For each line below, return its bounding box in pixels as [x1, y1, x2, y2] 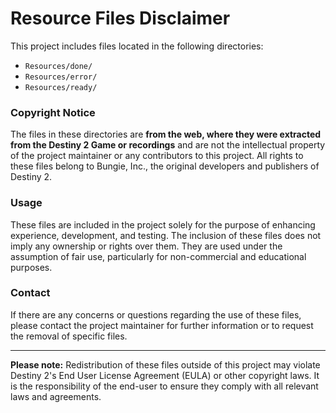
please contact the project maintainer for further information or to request [10, 319, 314, 331]
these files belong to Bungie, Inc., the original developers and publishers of [10, 160, 320, 172]
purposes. [10, 261, 53, 273]
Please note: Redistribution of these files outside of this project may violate [10, 358, 321, 371]
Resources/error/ [24, 72, 98, 82]
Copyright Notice [10, 105, 96, 119]
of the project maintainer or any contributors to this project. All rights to [10, 150, 304, 162]
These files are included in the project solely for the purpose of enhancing [10, 218, 316, 231]
